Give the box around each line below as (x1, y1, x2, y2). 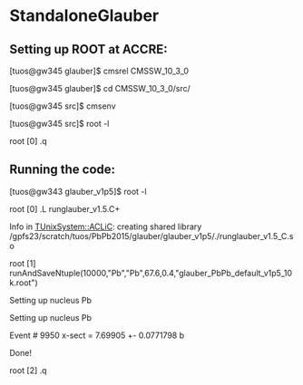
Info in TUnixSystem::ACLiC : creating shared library (9, 221, 202, 232)
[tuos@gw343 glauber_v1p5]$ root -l (9, 186, 147, 197)
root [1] (9, 257, 36, 268)
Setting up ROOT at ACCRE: (9, 42, 168, 57)
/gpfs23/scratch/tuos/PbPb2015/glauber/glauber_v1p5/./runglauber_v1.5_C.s (9, 230, 294, 241)
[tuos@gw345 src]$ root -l (9, 119, 110, 129)
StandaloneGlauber (9, 5, 160, 26)
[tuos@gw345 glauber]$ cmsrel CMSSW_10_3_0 (9, 65, 189, 76)
